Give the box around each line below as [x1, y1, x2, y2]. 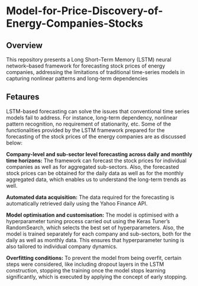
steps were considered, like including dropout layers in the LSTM [6, 261, 164, 268]
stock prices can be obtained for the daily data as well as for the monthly [6, 169, 184, 176]
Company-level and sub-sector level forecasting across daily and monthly [6, 150, 193, 158]
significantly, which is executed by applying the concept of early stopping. [6, 273, 187, 280]
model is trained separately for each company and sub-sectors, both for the [6, 230, 191, 237]
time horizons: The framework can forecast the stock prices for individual [6, 157, 187, 164]
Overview [6, 40, 43, 50]
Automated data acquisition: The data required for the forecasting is [6, 194, 174, 201]
